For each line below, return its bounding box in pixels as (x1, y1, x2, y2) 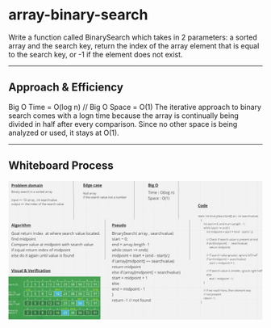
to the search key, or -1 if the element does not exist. (8, 49, 183, 59)
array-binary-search (8, 6, 148, 24)
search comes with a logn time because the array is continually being (8, 111, 240, 120)
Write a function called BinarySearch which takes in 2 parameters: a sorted (8, 32, 258, 42)
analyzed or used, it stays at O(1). (8, 128, 119, 137)
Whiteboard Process (8, 159, 115, 173)
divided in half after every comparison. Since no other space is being (8, 119, 238, 128)
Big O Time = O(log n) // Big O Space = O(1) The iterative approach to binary (8, 102, 262, 111)
